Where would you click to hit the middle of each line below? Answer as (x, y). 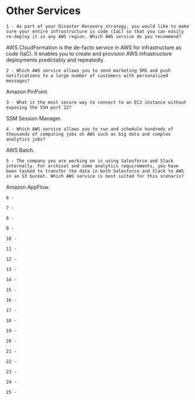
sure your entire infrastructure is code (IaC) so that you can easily (95, 31)
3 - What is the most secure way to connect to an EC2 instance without (96, 102)
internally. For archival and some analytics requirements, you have (93, 166)
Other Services (43, 11)
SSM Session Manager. (34, 118)
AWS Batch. (20, 150)
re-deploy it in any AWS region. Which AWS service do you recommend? (94, 36)
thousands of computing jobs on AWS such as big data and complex (88, 134)
